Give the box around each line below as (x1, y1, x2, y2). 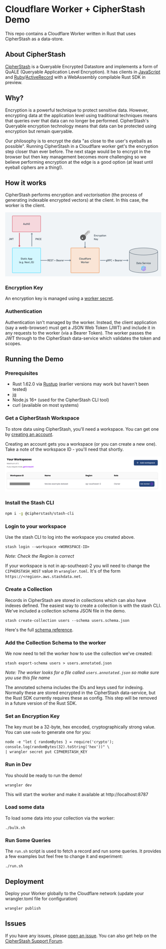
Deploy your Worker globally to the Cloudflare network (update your (5, 890, 144, 896)
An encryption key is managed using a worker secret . (5, 295, 114, 302)
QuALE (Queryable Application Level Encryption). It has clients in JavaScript (5, 69, 161, 75)
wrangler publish (5, 906, 41, 911)
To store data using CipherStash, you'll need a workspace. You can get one (5, 426, 159, 432)
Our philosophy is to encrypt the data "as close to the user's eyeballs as (5, 138, 152, 144)
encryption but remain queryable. (5, 128, 73, 134)
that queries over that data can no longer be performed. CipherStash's (5, 118, 149, 123)
